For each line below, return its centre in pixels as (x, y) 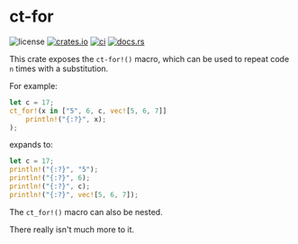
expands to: (32, 145)
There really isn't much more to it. (72, 229)
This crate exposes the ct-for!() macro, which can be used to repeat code (149, 59)
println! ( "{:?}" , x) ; (66, 119)
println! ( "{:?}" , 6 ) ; (50, 178)
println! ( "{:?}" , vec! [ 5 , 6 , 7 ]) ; (74, 194)
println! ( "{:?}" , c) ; (50, 186)
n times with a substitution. (59, 68)
